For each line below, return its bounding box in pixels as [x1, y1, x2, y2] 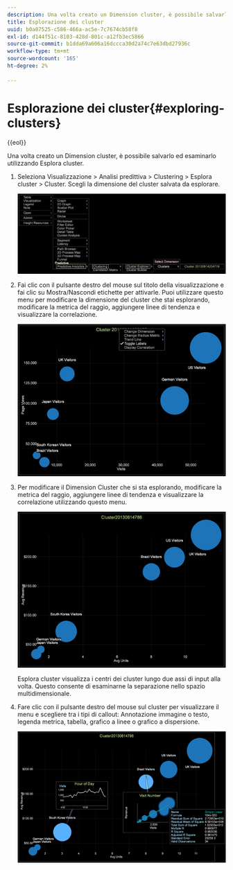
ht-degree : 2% [7, 62, 49, 69]
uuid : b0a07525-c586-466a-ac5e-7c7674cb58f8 [7, 26, 138, 33]
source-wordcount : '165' [7, 55, 79, 62]
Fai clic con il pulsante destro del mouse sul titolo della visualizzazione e [17, 281, 224, 289]
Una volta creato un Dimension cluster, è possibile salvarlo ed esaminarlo [7, 151, 217, 159]
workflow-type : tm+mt [7, 48, 70, 55]
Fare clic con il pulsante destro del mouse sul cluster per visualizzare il [17, 703, 220, 711]
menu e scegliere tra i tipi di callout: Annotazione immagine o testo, [17, 711, 210, 719]
